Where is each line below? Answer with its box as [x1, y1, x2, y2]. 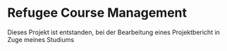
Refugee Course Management [7, 5, 188, 21]
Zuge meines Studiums [7, 35, 75, 43]
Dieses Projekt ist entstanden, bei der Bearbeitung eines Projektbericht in [7, 28, 221, 36]
